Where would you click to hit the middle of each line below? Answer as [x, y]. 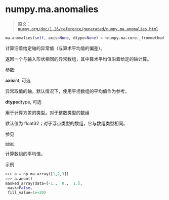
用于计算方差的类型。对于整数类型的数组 [47, 113]
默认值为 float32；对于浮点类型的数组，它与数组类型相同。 [67, 123]
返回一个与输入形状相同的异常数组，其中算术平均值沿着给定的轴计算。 [78, 59]
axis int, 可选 [18, 80]
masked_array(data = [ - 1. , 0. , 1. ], [44, 183]
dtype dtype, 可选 [24, 102]
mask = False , [20, 188]
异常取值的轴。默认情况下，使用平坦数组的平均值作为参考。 [67, 91]
